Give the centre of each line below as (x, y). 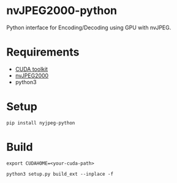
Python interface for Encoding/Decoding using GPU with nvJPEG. (89, 27)
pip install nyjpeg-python (41, 123)
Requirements (43, 52)
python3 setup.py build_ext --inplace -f (60, 174)
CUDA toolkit (31, 69)
